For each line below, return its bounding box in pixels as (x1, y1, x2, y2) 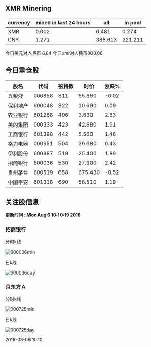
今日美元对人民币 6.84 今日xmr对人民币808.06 (5, 49, 103, 56)
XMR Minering (5, 4, 52, 13)
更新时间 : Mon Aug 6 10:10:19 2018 (5, 212, 81, 218)
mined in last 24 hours (35, 19, 91, 26)
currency (8, 19, 31, 26)
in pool (124, 19, 141, 26)
